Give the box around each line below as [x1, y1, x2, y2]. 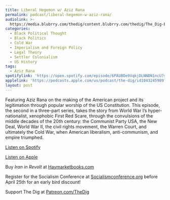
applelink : [5, 78, 28, 83]
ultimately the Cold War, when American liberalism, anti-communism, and [5, 129, 158, 135]
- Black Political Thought [10, 31, 67, 36]
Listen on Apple [5, 154, 38, 160]
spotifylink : [5, 73, 33, 78]
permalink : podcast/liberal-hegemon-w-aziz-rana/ [5, 12, 112, 17]
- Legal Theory [10, 50, 42, 55]
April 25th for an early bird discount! [5, 179, 81, 185]
